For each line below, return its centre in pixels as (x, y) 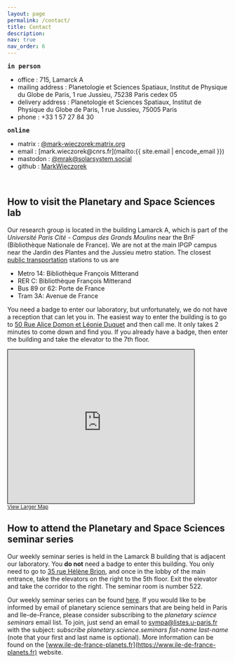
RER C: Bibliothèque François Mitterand (74, 281)
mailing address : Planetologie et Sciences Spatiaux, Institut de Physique (122, 87)
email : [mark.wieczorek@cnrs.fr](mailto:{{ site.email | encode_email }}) (121, 151)
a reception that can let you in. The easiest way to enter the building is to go (117, 316)
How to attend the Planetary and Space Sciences (116, 528)
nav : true (22, 40)
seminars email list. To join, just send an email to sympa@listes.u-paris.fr (112, 622)
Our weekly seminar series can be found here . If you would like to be (107, 600)
